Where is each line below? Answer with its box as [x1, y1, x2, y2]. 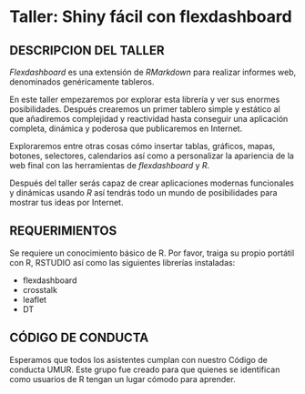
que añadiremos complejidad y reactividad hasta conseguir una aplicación [9, 114, 289, 124]
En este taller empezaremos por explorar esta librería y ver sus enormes [9, 94, 280, 105]
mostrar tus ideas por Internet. [9, 197, 124, 207]
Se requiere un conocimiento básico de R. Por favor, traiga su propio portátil [9, 248, 295, 258]
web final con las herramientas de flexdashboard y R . [9, 160, 210, 170]
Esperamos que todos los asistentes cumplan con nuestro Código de [9, 354, 269, 365]
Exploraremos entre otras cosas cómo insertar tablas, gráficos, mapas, [9, 141, 276, 151]
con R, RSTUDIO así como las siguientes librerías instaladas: [9, 257, 236, 268]
